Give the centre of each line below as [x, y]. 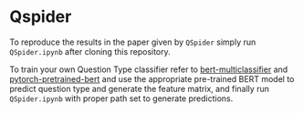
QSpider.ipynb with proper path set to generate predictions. [121, 98]
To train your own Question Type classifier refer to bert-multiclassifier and [149, 69]
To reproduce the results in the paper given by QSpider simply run [133, 42]
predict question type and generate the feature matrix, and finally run [139, 88]
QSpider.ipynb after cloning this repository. [90, 51]
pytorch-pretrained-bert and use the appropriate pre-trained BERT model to [152, 78]
